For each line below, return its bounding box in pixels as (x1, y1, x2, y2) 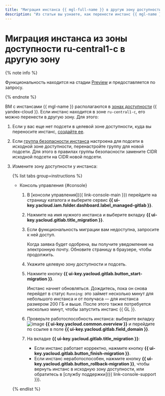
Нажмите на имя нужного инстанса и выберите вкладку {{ (27, 212, 151, 218)
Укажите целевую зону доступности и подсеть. (27, 261, 127, 267)
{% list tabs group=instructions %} (12, 173, 82, 179)
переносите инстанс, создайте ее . (12, 129, 85, 135)
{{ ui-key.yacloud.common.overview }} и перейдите (45, 321, 155, 327)
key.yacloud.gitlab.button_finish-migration (34, 350, 124, 356)
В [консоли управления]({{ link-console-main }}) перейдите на (27, 192, 157, 198)
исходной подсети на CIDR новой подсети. (12, 154, 102, 160)
